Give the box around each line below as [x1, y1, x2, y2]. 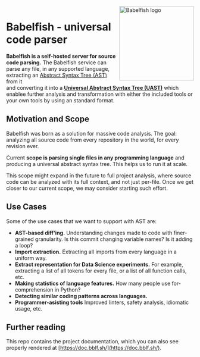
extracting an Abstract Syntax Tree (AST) [6, 71, 107, 79]
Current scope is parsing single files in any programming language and [6, 154, 185, 161]
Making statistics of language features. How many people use [14, 280, 171, 287]
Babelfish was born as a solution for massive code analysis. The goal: [6, 130, 177, 137]
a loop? [14, 242, 33, 249]
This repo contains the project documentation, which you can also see [6, 338, 179, 345]
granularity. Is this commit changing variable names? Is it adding [35, 235, 193, 243]
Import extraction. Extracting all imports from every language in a [14, 248, 177, 255]
